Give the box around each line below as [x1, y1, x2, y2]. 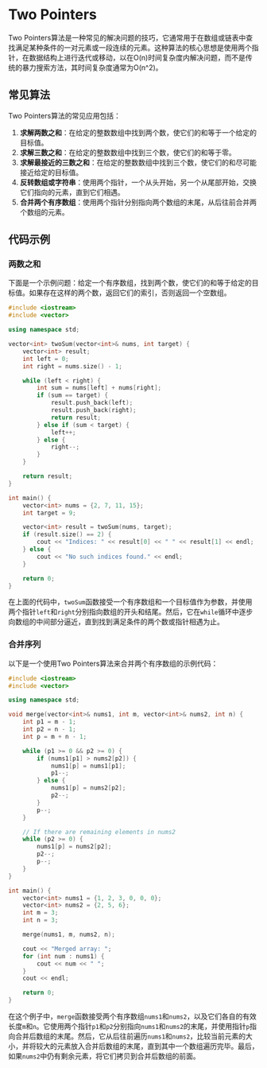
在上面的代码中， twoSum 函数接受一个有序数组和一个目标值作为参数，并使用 [8, 597, 253, 607]
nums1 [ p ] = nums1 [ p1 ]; [50, 762, 126, 770]
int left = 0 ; [22, 355, 69, 363]
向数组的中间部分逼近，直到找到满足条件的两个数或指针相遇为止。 [8, 617, 224, 627]
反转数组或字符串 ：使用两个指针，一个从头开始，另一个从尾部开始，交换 [19, 177, 257, 187]
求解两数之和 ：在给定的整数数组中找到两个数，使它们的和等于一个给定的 [19, 127, 257, 137]
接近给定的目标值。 [19, 167, 83, 177]
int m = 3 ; [22, 909, 59, 917]
